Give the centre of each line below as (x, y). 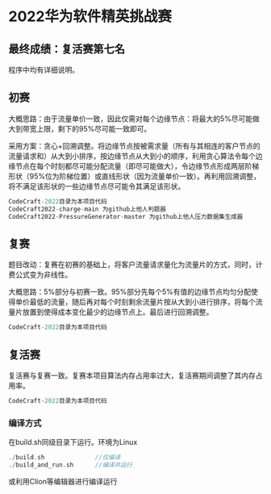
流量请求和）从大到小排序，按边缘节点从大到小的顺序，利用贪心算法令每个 (132, 156)
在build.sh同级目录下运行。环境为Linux (73, 442)
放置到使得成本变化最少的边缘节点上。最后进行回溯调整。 (118, 312)
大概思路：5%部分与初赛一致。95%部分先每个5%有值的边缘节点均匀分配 (130, 292)
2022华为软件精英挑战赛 (90, 17)
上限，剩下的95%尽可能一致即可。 (94, 128)
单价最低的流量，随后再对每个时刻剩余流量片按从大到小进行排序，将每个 (135, 302)
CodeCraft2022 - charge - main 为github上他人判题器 (88, 209)
